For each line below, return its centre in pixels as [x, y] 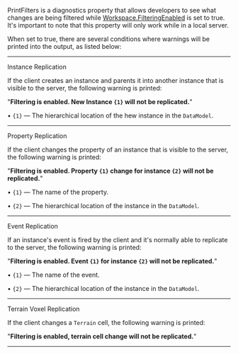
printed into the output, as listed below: [64, 46]
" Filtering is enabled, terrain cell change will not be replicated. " [102, 336]
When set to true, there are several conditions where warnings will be [109, 39]
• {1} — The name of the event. [54, 275]
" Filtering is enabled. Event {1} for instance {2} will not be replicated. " [112, 261]
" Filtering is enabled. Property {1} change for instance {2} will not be [110, 171]
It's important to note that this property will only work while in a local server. [118, 25]
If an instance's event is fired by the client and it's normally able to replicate [118, 240]
